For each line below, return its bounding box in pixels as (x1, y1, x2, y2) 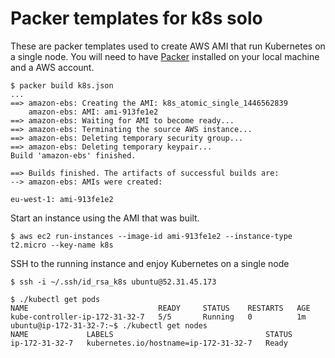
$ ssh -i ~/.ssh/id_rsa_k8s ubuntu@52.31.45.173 (10, 277, 217, 287)
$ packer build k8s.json (10, 80, 114, 91)
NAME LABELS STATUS (10, 329, 293, 339)
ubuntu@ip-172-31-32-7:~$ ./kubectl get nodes (10, 320, 208, 331)
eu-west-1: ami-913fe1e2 (10, 194, 114, 204)
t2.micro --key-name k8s (10, 240, 114, 250)
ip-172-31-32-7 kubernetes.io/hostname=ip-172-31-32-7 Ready (10, 338, 288, 348)
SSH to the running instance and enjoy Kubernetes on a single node (10, 257, 290, 269)
